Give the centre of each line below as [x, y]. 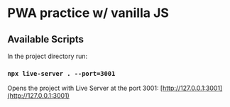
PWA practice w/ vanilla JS [88, 13]
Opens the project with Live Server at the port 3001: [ [85, 88]
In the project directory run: [48, 56]
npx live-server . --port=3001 [61, 73]
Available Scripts [45, 39]
